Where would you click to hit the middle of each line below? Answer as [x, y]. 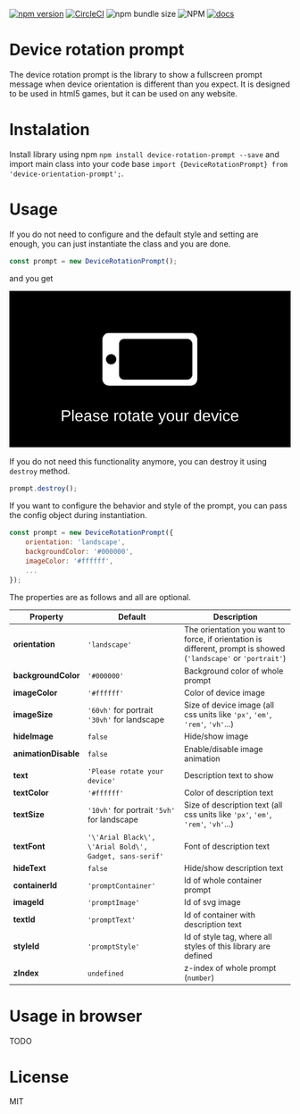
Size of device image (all [229, 705]
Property [47, 617]
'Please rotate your [126, 771]
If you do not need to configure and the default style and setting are [134, 234]
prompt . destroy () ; [43, 489]
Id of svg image [212, 902]
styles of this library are [227, 946]
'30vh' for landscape [126, 719]
